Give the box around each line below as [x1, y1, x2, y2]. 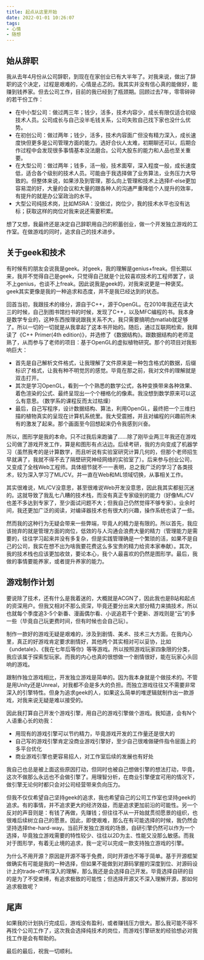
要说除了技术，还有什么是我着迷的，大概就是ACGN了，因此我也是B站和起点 [6, 594, 195, 602]
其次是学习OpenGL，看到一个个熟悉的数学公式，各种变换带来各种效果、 [15, 381, 195, 389]
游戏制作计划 [6, 577, 55, 588]
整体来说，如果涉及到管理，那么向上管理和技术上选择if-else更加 [36, 177, 196, 184]
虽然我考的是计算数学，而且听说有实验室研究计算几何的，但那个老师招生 [16, 448, 198, 455]
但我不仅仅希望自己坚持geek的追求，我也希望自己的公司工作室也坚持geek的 [6, 793, 196, 801]
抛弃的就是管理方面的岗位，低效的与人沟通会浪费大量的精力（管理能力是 [11, 527, 192, 534]
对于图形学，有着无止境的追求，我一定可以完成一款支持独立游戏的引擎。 [6, 839, 187, 846]
